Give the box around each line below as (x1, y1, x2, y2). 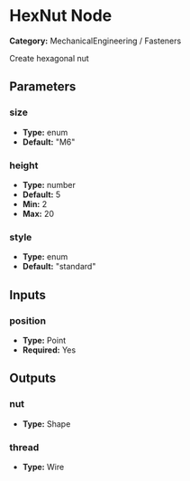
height (9, 159, 39, 172)
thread (9, 440, 40, 453)
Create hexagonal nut (9, 52, 90, 63)
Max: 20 (22, 208, 55, 219)
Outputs (9, 371, 57, 386)
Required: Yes (22, 344, 77, 355)
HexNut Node (9, 5, 113, 26)
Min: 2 (22, 198, 48, 209)
